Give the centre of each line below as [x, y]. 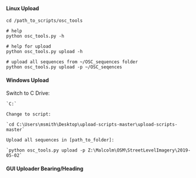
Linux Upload [23, 8]
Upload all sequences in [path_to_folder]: [60, 140]
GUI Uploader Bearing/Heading [45, 169]
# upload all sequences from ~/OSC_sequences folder [72, 62]
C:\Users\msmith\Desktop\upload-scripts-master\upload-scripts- [97, 125]
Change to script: [29, 114]
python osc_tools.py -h [35, 36]
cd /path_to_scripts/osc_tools [44, 21]
